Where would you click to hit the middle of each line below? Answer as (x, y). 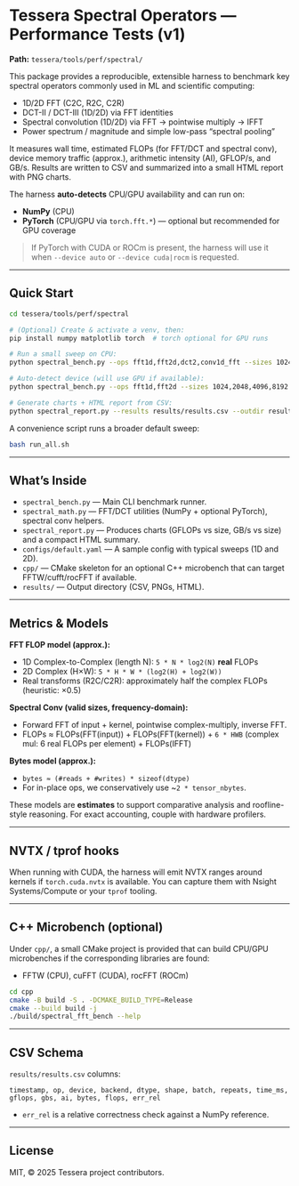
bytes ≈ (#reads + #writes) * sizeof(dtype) (106, 779)
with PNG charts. (40, 177)
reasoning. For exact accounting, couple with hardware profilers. (148, 814)
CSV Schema (46, 1052)
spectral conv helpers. (63, 520)
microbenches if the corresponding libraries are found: (109, 958)
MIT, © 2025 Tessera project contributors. (87, 1172)
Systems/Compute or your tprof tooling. (83, 891)
